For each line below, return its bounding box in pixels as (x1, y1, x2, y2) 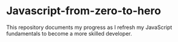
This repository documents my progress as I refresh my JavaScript (6, 24, 173, 31)
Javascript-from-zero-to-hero (6, 4, 161, 18)
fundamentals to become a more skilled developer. (6, 30, 133, 37)
